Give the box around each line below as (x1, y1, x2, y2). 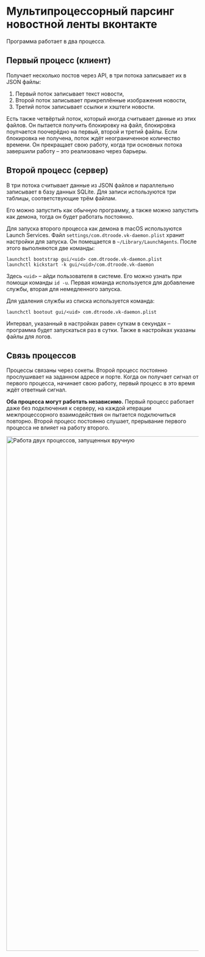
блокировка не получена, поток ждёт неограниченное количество (6, 134, 181, 142)
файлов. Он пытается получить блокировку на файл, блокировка (6, 121, 176, 129)
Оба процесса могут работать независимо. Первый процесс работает (6, 398, 194, 406)
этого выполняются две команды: (6, 244, 95, 252)
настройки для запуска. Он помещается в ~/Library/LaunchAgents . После (6, 238, 197, 245)
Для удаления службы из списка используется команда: (6, 297, 155, 304)
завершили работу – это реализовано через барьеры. (6, 147, 148, 154)
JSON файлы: (6, 78, 41, 85)
